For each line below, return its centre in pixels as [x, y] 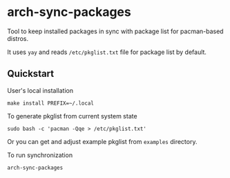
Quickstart [31, 74]
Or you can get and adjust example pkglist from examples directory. [102, 141]
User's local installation [40, 90]
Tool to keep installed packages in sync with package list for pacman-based [115, 31]
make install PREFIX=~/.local [51, 103]
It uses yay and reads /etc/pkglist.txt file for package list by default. [107, 52]
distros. [18, 38]
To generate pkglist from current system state [72, 116]
